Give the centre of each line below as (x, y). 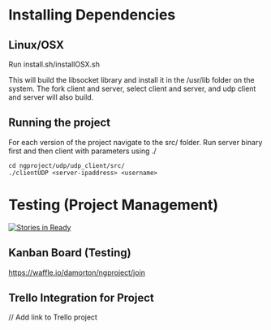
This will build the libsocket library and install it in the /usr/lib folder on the (132, 80)
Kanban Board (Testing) (70, 253)
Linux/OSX (37, 45)
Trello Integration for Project (81, 298)
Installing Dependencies (92, 15)
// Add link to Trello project (53, 317)
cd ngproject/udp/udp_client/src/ (67, 165)
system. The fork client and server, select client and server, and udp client (132, 88)
